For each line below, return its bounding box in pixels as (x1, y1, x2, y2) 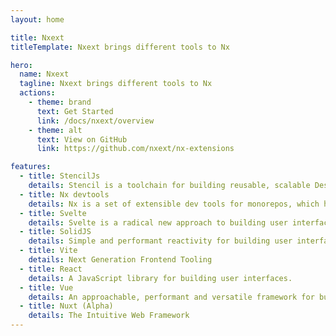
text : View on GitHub (36, 134, 128, 145)
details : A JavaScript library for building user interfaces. (28, 273, 293, 283)
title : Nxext (10, 32, 65, 43)
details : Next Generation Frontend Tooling (28, 255, 213, 265)
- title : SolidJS (19, 227, 92, 237)
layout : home (10, 14, 65, 25)
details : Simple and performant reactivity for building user (28, 236, 293, 246)
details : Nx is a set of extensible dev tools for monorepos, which (28, 199, 320, 209)
